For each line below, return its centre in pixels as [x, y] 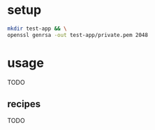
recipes [24, 104]
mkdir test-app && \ [37, 29]
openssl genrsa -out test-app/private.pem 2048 [78, 35]
